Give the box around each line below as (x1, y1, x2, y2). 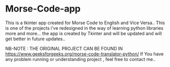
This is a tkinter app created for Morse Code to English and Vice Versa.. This (5, 20, 165, 26)
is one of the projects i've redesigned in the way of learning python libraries (5, 25, 163, 31)
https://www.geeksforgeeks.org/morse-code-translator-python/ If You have (5, 51, 164, 57)
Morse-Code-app (5, 3, 81, 15)
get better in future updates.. (5, 36, 65, 42)
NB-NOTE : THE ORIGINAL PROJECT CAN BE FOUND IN (5, 45, 123, 51)
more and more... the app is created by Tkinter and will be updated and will (5, 30, 162, 36)
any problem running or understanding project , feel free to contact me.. (5, 56, 156, 62)
